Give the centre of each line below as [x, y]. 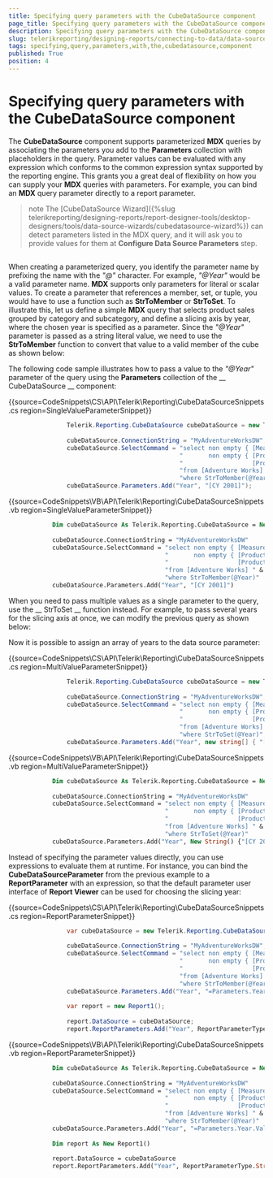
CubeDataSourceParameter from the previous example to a [109, 874]
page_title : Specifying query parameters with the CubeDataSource [123, 24]
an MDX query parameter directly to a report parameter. [102, 193]
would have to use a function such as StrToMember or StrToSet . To [122, 301]
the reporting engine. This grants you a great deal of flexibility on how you [132, 175]
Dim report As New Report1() [101, 1143]
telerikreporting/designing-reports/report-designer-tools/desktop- [139, 217]
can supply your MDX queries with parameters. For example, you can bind [133, 184]
